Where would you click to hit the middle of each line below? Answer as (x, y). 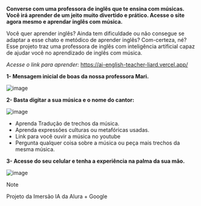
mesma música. (35, 149)
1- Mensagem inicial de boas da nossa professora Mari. (78, 76)
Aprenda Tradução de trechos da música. (67, 123)
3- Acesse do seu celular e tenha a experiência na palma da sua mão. (96, 161)
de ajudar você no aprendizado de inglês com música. (74, 53)
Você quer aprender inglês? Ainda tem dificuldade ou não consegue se (95, 33)
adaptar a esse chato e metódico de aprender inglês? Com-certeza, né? (97, 40)
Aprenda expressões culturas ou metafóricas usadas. (82, 130)
